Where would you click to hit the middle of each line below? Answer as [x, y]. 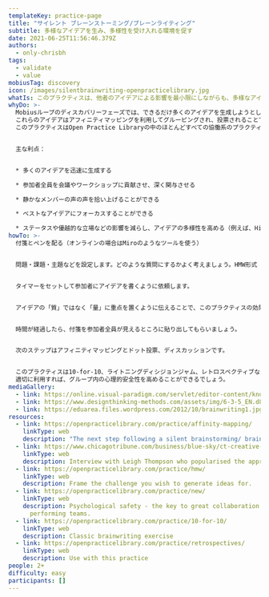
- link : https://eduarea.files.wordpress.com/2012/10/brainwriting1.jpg [139, 409]
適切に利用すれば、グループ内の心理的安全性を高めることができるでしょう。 [122, 380]
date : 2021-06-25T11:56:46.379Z [62, 38]
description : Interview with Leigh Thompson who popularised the [134, 462]
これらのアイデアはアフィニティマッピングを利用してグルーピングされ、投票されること [137, 120]
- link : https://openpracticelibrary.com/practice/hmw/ [110, 469]
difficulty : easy [37, 573]
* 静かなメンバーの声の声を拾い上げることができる [88, 200]
